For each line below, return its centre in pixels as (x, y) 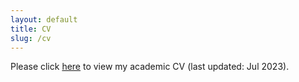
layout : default (44, 19)
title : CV (31, 29)
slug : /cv (31, 38)
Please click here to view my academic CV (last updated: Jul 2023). (150, 67)
